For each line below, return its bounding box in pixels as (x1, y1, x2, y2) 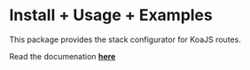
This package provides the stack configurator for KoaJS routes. (9, 34, 241, 45)
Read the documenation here (9, 51, 116, 61)
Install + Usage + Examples (9, 5, 213, 25)
